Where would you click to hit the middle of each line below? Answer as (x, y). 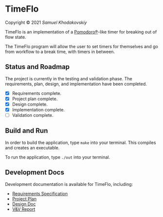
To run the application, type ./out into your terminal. (58, 157)
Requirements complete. (37, 93)
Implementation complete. (38, 109)
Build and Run (26, 131)
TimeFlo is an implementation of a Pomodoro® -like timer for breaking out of (81, 32)
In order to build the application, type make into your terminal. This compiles (81, 143)
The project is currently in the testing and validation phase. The (69, 78)
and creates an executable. (32, 147)
